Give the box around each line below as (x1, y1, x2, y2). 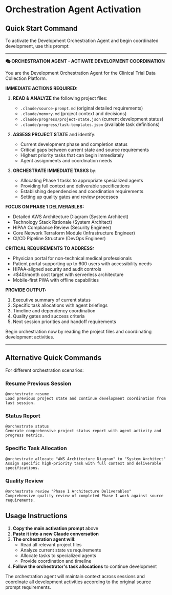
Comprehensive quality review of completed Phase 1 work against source (5, 493, 164, 498)
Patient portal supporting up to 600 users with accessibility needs (12, 261, 152, 267)
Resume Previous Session (5, 380, 72, 387)
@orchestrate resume (5, 392, 50, 397)
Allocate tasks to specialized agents (20, 552, 96, 559)
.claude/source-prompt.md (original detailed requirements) (20, 105, 143, 111)
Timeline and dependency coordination (12, 308, 96, 313)
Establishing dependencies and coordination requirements (20, 188, 144, 194)
